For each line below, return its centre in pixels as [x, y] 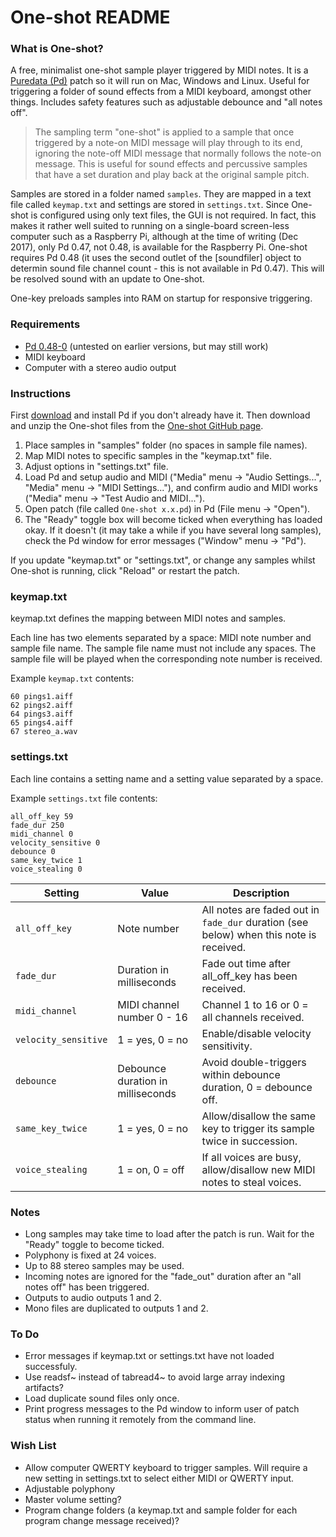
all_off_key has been [249, 976]
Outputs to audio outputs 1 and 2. [93, 1297]
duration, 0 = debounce [257, 1087]
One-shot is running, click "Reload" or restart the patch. [125, 571]
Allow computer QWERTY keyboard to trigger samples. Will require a [166, 1467]
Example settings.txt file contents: [84, 798]
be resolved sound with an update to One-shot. [107, 279]
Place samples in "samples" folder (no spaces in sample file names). [166, 445]
